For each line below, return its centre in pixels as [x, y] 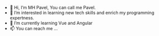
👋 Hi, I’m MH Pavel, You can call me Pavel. [53, 8]
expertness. [22, 18]
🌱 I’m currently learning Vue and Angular [51, 23]
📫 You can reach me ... [34, 28]
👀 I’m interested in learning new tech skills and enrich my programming [82, 13]
